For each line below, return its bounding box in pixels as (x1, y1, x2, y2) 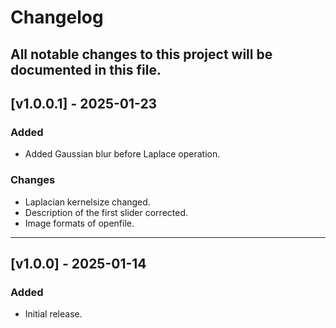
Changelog (10, 6, 104, 29)
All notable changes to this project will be (10, 46, 273, 63)
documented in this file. (10, 61, 162, 78)
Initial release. (24, 308, 83, 320)
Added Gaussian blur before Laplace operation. (24, 148, 221, 160)
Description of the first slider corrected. (24, 206, 189, 218)
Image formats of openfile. (24, 217, 135, 229)
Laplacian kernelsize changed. (24, 196, 151, 208)
